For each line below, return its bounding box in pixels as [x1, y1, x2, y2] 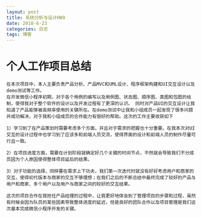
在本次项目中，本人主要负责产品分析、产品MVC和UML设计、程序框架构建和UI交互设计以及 [6, 81, 195, 88]
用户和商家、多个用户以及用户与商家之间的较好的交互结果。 [6, 181, 133, 187]
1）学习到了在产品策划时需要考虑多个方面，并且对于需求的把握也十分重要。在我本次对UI [6, 125, 195, 131]
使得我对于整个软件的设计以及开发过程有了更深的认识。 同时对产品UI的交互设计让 [15, 101, 191, 107]
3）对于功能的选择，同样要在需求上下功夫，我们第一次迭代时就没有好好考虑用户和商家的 [6, 168, 194, 174]
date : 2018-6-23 [6, 20, 47, 26]
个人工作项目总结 [6, 60, 92, 74]
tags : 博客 [6, 32, 32, 38]
